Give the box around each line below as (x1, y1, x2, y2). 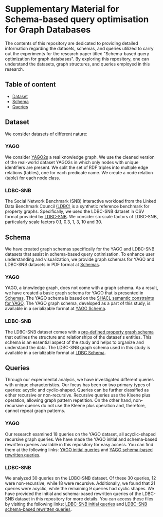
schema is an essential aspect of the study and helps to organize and (5, 339, 144, 345)
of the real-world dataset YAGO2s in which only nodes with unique (5, 159, 139, 165)
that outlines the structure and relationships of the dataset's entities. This (5, 334, 152, 340)
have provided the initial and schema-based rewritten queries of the (5, 491, 142, 496)
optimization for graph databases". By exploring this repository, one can (5, 56, 149, 62)
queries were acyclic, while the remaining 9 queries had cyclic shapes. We (5, 485, 154, 491)
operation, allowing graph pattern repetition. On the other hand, (5, 397, 132, 403)
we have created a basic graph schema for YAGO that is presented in (5, 290, 144, 296)
